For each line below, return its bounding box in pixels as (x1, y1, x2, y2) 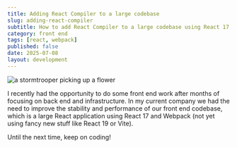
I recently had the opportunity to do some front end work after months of (7, 89, 220, 97)
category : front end (7, 30, 69, 37)
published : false (7, 43, 59, 50)
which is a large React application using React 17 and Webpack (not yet (7, 111, 215, 120)
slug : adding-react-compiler (7, 17, 93, 24)
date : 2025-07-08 (7, 50, 59, 57)
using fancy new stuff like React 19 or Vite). (7, 119, 134, 128)
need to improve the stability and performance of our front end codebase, (7, 104, 223, 113)
